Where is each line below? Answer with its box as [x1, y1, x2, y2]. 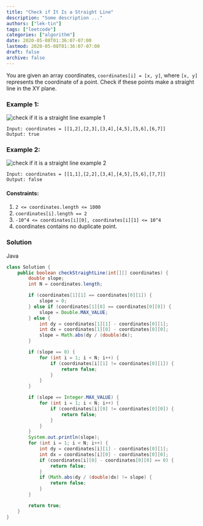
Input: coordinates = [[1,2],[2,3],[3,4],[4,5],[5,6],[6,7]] [6, 125, 166, 132]
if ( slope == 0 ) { [28, 349, 75, 355]
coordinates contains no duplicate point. [15, 222, 118, 230]
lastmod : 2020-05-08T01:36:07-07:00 [6, 44, 100, 50]
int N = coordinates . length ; [28, 281, 103, 288]
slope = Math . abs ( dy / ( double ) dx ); [39, 332, 133, 339]
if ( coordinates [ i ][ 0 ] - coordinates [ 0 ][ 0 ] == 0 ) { [39, 457, 174, 463]
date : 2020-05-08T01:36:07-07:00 [6, 37, 92, 44]
